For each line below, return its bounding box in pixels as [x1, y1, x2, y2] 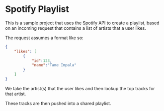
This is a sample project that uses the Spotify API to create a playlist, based [5, 20, 160, 26]
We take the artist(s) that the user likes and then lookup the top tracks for [5, 85, 155, 91]
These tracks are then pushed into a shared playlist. [5, 100, 111, 106]
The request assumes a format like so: [5, 35, 83, 41]
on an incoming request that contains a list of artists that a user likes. [5, 25, 146, 31]
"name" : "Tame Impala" [31, 63, 77, 68]
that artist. [5, 91, 26, 97]
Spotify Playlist [5, 3, 70, 15]
